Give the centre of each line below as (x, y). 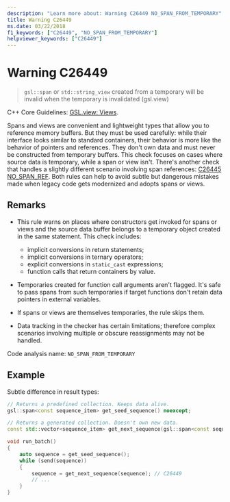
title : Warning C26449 (39, 20)
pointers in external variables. (59, 299)
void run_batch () (32, 442)
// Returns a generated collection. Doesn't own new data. (93, 423)
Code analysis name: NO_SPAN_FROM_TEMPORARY (71, 353)
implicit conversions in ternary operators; (85, 257)
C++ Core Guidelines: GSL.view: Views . (63, 112)
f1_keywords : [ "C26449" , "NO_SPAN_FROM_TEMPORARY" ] (82, 33)
